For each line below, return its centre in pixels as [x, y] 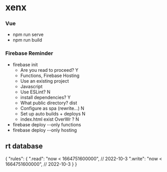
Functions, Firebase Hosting [50, 75]
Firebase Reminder [29, 53]
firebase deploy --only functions [47, 124]
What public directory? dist [49, 103]
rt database [24, 146]
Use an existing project [44, 81]
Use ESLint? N [35, 92]
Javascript [31, 86]
